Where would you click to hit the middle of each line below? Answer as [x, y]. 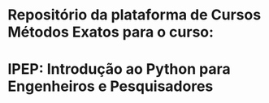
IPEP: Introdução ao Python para [119, 69]
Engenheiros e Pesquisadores [111, 86]
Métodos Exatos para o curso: [111, 32]
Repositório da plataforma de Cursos [134, 15]
